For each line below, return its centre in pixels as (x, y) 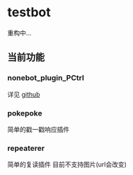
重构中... (19, 33)
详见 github (24, 94)
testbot (29, 12)
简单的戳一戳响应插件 (38, 129)
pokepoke (25, 113)
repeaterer (26, 148)
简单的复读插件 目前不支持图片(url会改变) (67, 164)
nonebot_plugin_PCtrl (46, 78)
